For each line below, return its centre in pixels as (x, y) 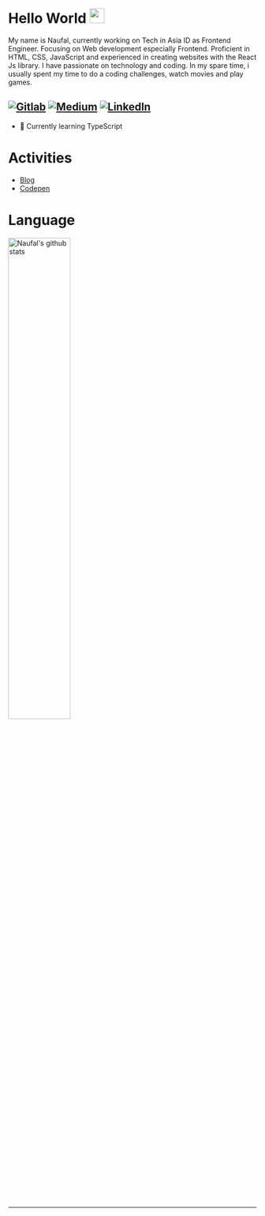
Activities (40, 158)
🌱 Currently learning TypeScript (71, 126)
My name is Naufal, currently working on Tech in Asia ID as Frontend (119, 40)
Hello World (47, 19)
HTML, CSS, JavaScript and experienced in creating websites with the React (132, 57)
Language (42, 220)
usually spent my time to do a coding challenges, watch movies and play (126, 73)
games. (21, 82)
